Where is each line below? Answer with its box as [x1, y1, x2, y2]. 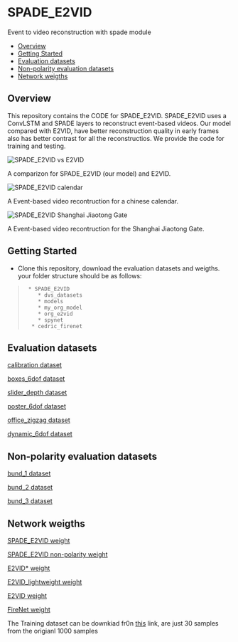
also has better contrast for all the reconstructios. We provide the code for [7, 134, 225, 142]
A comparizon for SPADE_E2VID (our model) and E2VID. [7, 169, 171, 178]
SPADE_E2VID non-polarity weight [7, 550, 108, 559]
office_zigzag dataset [7, 416, 71, 424]
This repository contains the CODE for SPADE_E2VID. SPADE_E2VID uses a [7, 111, 227, 120]
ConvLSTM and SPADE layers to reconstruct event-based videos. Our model [7, 119, 231, 127]
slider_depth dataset [7, 389, 67, 397]
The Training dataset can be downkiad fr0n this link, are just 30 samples [7, 619, 219, 627]
